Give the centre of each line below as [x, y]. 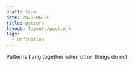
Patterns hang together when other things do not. [68, 57]
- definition [28, 40]
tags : [13, 34]
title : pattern [25, 23]
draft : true [21, 12]
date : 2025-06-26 [28, 17]
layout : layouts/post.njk [39, 28]
